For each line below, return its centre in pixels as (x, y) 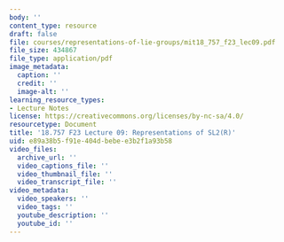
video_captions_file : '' (63, 166)
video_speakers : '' (53, 199)
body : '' (25, 17)
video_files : (33, 149)
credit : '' (37, 83)
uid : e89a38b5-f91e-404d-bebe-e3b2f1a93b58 (91, 141)
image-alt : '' (43, 91)
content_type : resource (53, 26)
